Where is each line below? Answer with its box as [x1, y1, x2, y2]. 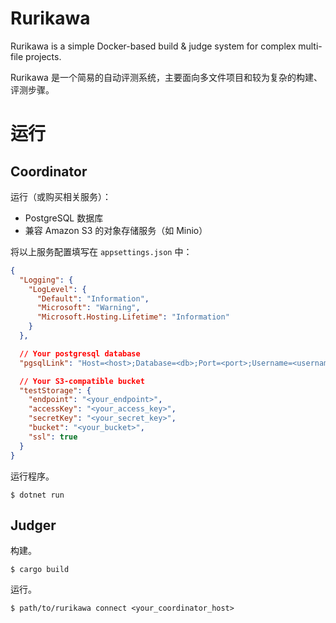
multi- [298, 40, 323, 52]
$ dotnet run [10, 490, 65, 500]
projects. [25, 50, 62, 62]
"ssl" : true [28, 432, 78, 442]
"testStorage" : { [19, 385, 92, 396]
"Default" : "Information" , [36, 293, 150, 304]
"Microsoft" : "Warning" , [36, 303, 141, 313]
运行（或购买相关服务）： [10, 190, 112, 202]
